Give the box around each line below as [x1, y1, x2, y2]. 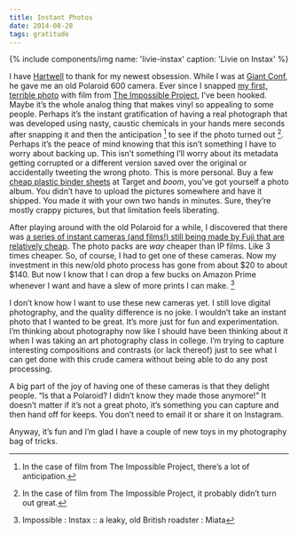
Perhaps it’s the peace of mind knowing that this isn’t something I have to [9, 139, 277, 149]
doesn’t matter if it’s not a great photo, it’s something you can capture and [9, 399, 279, 410]
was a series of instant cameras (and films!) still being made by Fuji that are [9, 232, 286, 243]
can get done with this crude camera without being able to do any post [9, 354, 268, 364]
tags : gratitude [9, 29, 69, 38]
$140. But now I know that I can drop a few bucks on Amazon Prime [9, 269, 257, 280]
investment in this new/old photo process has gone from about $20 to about [9, 259, 288, 271]
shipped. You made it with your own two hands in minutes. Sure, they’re [9, 195, 271, 206]
